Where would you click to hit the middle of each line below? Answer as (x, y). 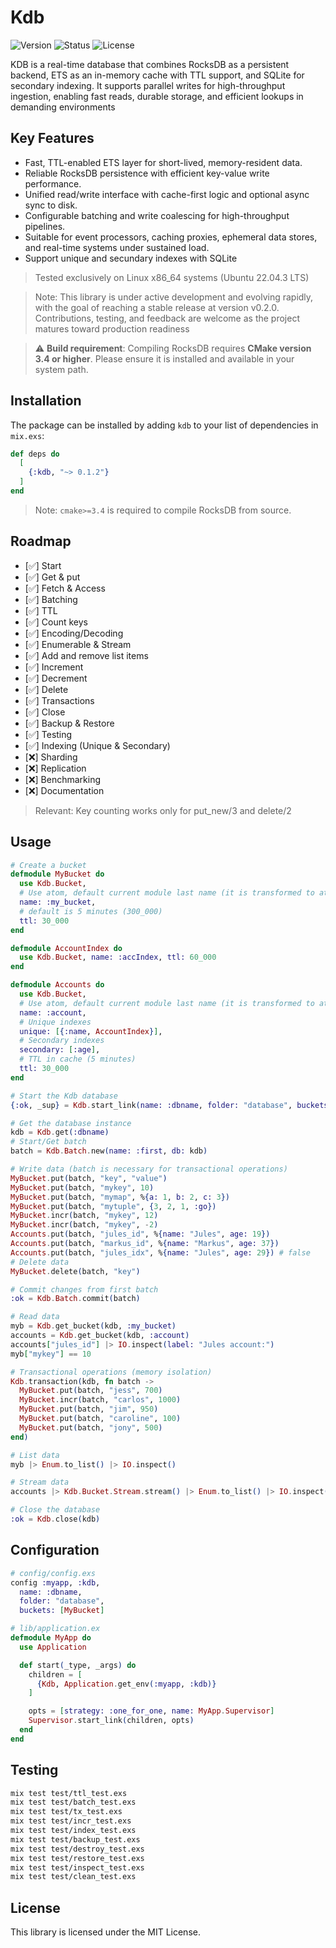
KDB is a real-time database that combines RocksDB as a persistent (150, 64)
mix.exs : (27, 435)
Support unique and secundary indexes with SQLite (131, 258)
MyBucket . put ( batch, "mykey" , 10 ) (82, 1187)
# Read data (35, 1317)
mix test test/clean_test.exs (73, 1877)
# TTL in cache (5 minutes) (78, 1059)
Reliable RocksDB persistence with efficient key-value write (147, 173)
